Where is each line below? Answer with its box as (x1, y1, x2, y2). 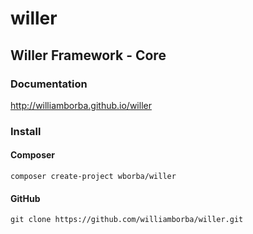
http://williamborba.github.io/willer (10, 99, 152, 111)
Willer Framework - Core (10, 47, 167, 64)
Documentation (10, 77, 88, 91)
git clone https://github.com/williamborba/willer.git (10, 215, 244, 225)
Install (10, 124, 42, 138)
